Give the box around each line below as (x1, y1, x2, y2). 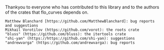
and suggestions (5, 23, 38, 28)
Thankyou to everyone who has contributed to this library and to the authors (5, 4, 160, 10)
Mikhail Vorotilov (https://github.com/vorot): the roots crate (5, 27, 139, 32)
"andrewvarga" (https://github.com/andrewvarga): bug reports (5, 40, 135, 45)
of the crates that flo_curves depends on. (5, 9, 89, 15)
